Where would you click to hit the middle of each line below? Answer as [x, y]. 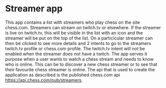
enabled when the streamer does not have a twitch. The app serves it [76, 54]
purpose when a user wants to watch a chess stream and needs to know [80, 59]
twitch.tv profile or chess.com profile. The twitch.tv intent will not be [75, 48]
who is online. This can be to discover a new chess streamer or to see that [81, 64]
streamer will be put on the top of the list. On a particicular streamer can [79, 38]
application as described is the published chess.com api [63, 75]
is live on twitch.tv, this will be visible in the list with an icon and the [74, 33]
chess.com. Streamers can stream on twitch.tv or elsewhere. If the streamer [83, 27]
